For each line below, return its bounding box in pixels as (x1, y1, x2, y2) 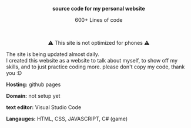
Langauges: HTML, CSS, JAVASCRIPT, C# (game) (6, 115, 128, 122)
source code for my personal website (52, 5, 145, 12)
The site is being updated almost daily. (6, 51, 100, 58)
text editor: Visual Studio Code (6, 104, 82, 111)
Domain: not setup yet (6, 93, 61, 99)
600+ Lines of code (75, 17, 123, 23)
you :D (6, 70, 22, 76)
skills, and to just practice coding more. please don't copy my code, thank (6, 63, 185, 70)
